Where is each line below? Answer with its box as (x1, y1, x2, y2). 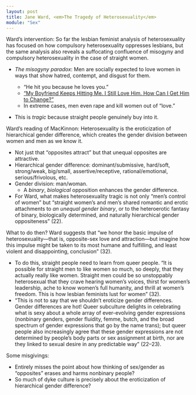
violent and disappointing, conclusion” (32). (6, 248, 112, 255)
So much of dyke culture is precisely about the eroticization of (14, 376, 166, 383)
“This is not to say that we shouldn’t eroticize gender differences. (14, 297, 173, 304)
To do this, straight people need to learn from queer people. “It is (14, 260, 172, 267)
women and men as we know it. (6, 138, 83, 145)
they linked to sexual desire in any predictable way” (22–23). (14, 341, 162, 348)
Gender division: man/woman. (14, 180, 88, 187)
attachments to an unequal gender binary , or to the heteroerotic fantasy (14, 205, 190, 213)
